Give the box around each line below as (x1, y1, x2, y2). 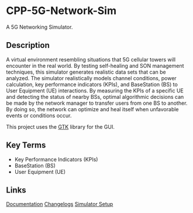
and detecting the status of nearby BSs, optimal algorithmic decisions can (6, 93, 184, 100)
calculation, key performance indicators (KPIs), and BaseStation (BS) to (6, 81, 178, 88)
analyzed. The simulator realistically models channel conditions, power (6, 74, 177, 81)
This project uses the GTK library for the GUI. (6, 123, 115, 130)
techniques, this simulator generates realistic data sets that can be (6, 68, 167, 75)
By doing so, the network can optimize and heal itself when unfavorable (6, 105, 180, 112)
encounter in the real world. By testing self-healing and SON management (6, 62, 184, 69)
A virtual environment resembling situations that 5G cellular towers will (6, 56, 176, 63)
